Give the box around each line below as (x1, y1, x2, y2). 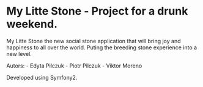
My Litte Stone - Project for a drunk (6, 4, 188, 18)
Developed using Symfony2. (6, 74, 78, 81)
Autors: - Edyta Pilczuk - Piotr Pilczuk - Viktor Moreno (6, 62, 142, 69)
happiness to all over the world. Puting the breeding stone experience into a (6, 44, 197, 51)
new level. (6, 50, 32, 57)
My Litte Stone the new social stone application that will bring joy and (6, 37, 181, 44)
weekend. (6, 17, 58, 31)
